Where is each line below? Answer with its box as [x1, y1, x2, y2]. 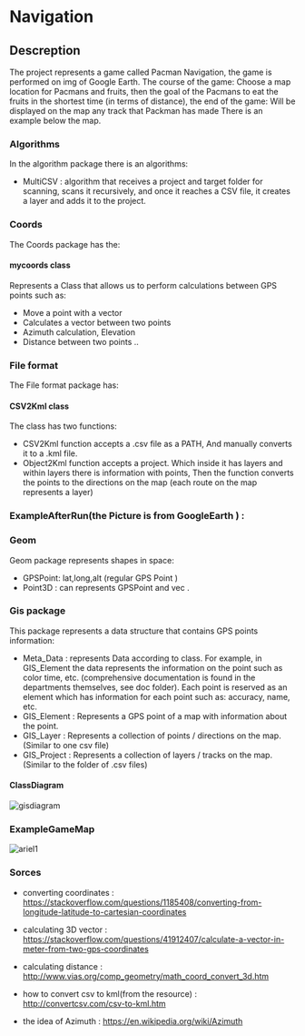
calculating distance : [22, 960, 103, 971]
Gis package [9, 604, 66, 617]
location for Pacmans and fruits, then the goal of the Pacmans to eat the [9, 86, 279, 96]
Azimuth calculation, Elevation [22, 326, 136, 338]
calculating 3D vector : [22, 924, 107, 935]
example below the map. [9, 116, 102, 126]
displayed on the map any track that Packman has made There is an [9, 106, 263, 116]
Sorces [9, 867, 42, 879]
